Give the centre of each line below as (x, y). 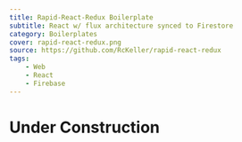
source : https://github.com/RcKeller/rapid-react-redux (115, 51)
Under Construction (85, 127)
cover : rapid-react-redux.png (66, 42)
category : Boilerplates (54, 34)
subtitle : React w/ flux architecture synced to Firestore (121, 26)
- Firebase (46, 83)
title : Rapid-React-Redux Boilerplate (81, 17)
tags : (19, 59)
